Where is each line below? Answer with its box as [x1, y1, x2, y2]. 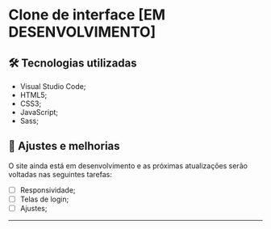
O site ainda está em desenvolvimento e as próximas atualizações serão [8, 160, 248, 171]
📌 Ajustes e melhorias [8, 139, 120, 153]
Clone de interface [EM [8, 6, 166, 24]
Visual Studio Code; [19, 82, 86, 91]
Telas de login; [19, 194, 69, 204]
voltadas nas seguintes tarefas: [8, 169, 113, 179]
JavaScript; [19, 108, 59, 117]
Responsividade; [19, 184, 76, 195]
